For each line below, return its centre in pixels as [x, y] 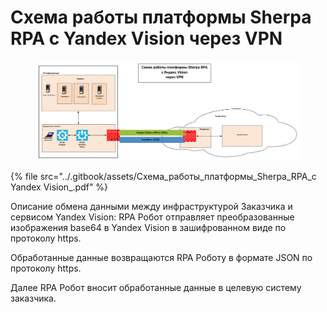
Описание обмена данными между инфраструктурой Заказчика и [151, 206]
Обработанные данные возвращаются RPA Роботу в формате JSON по [161, 257]
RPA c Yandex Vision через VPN [146, 38]
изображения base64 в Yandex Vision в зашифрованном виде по [148, 227]
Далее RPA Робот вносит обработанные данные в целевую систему [156, 287]
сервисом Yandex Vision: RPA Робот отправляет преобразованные [152, 217]
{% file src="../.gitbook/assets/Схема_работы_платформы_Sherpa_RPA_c [163, 176]
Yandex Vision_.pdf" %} [59, 187]
